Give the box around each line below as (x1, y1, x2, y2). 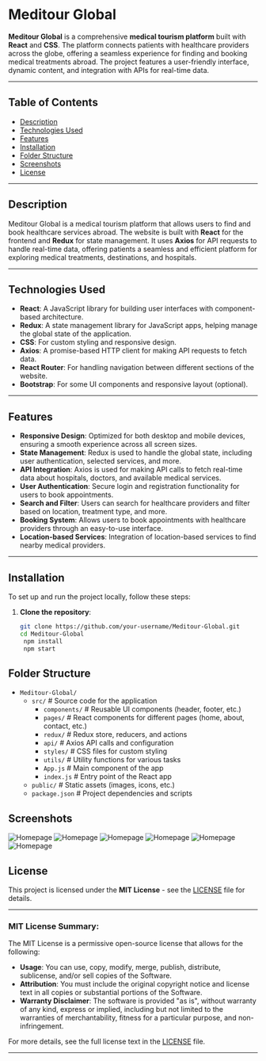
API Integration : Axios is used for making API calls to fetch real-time (19, 465, 243, 475)
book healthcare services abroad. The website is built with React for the (8, 227, 244, 237)
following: (8, 947, 40, 956)
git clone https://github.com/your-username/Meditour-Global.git (19, 623, 240, 631)
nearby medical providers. (19, 540, 105, 550)
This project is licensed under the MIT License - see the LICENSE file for (8, 885, 245, 895)
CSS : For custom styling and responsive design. (19, 338, 177, 347)
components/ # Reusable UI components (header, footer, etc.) (43, 704, 241, 714)
